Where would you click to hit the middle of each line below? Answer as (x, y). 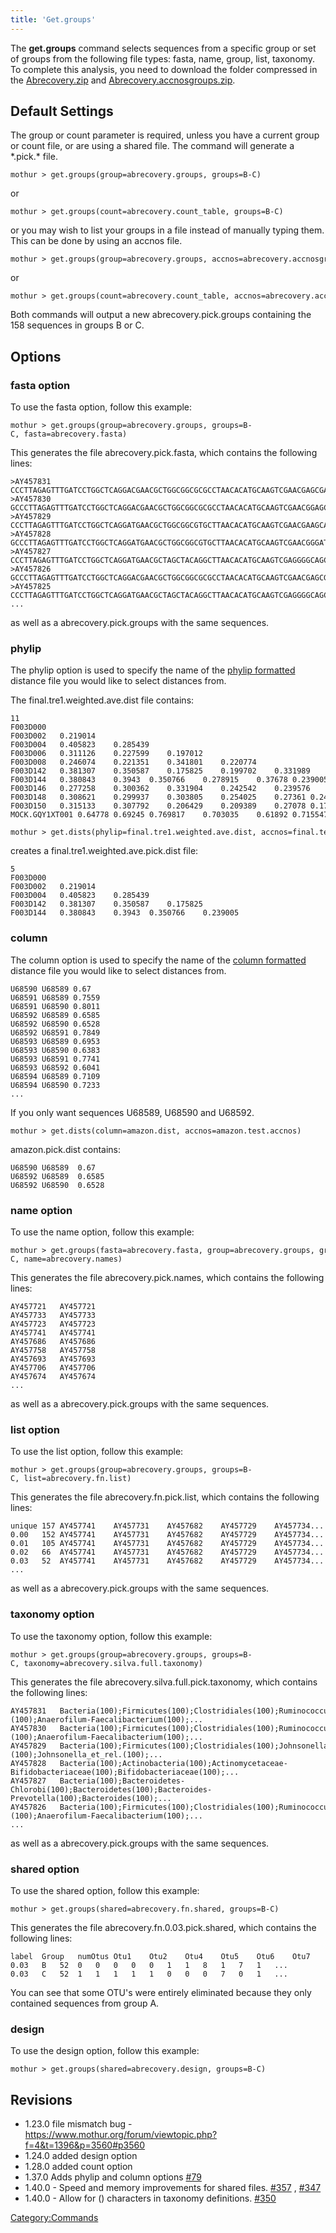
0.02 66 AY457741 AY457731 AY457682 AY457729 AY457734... (167, 1552)
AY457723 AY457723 (53, 1324)
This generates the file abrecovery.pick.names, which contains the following (167, 1278)
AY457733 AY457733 (53, 1316)
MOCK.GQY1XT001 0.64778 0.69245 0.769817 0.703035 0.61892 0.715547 (169, 815)
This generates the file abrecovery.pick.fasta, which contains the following (164, 453)
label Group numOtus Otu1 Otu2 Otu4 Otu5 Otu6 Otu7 (160, 1956)
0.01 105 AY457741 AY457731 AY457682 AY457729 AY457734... (167, 1544)
